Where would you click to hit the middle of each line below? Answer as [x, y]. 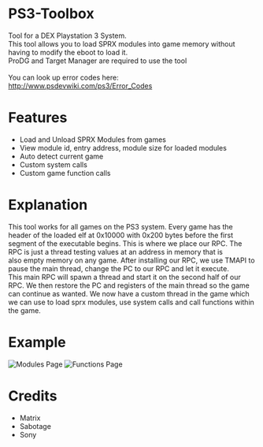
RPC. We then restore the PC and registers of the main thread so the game [129, 285]
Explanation [48, 205]
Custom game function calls [65, 173]
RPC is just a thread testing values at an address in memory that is [115, 251]
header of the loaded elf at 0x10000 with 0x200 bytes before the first [121, 235]
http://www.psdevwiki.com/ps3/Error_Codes [80, 86]
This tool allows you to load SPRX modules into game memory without [122, 43]
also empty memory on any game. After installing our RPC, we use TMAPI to [131, 260]
